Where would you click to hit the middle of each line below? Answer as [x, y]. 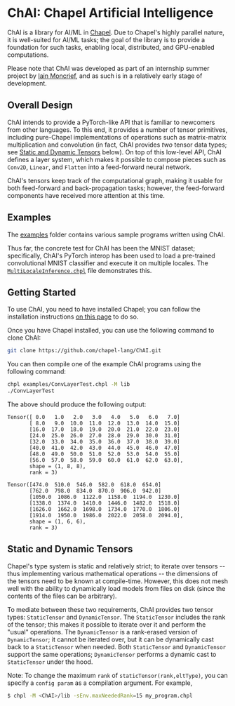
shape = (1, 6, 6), [58, 521]
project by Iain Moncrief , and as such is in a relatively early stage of [105, 76]
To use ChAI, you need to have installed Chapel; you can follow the [104, 309]
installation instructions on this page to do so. [73, 317]
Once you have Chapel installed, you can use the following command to [111, 331]
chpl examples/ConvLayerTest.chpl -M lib [69, 385]
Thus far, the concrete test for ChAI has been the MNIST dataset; [101, 248]
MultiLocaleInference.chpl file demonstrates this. [80, 270]
